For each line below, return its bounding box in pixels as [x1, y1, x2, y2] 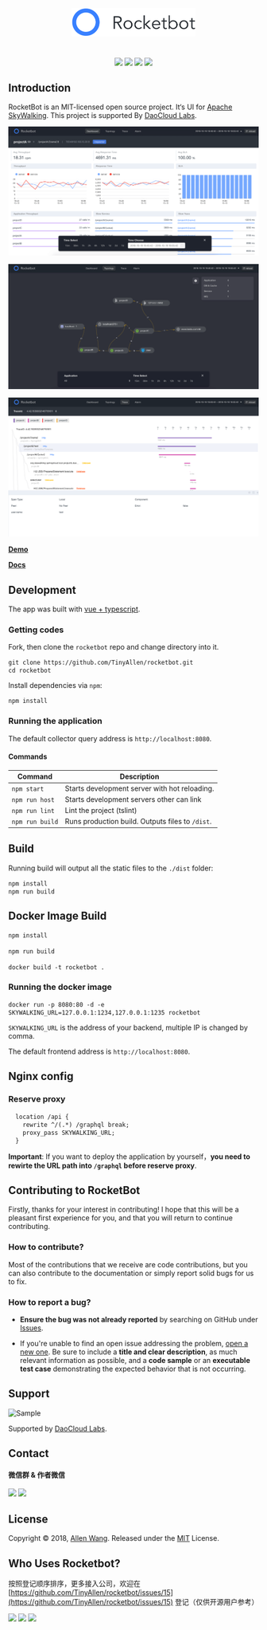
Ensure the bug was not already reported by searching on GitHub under [19, 1314, 258, 1324]
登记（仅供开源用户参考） [174, 1597, 259, 1606]
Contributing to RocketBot [8, 1184, 141, 1197]
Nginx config [8, 1070, 74, 1083]
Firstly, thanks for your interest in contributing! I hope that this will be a [8, 1204, 240, 1215]
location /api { [15, 1113, 69, 1121]
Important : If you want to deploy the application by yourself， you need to [8, 1152, 250, 1161]
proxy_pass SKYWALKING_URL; [22, 1129, 115, 1137]
